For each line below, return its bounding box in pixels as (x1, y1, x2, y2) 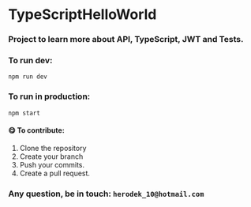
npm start (8, 109, 41, 117)
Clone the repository (19, 143, 87, 152)
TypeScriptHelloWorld (8, 6, 157, 24)
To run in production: (8, 91, 91, 102)
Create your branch (19, 152, 84, 161)
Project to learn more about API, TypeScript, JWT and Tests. (8, 34, 244, 45)
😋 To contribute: (8, 126, 65, 135)
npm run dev (8, 73, 47, 81)
